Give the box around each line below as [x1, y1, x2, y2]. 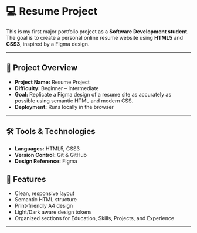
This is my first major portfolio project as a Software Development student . [6, 28, 189, 35]
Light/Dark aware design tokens [14, 208, 92, 215]
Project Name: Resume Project [14, 78, 90, 85]
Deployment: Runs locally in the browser [14, 103, 114, 110]
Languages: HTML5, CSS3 [14, 145, 80, 152]
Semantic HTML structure [14, 196, 77, 203]
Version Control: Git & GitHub [14, 151, 87, 158]
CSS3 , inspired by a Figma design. [6, 40, 90, 47]
